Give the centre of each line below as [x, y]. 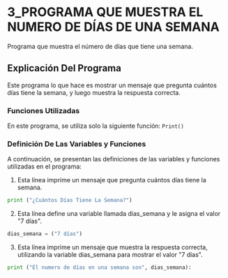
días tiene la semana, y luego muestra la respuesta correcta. [94, 92]
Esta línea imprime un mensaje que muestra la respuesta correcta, [112, 247]
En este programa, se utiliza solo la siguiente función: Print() [96, 126]
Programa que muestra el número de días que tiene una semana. [100, 46]
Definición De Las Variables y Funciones [77, 144]
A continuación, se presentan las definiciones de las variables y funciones [114, 159]
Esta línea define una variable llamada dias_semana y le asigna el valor [119, 214]
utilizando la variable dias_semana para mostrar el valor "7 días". [110, 255]
